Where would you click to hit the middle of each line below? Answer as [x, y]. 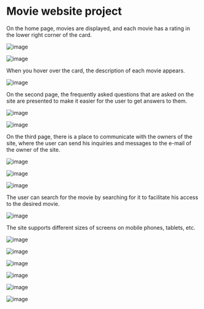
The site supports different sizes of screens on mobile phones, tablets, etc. [101, 227]
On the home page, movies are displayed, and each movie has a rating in [98, 28]
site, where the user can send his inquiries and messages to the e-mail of [99, 143]
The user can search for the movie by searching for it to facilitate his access [102, 197]
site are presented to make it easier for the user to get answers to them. [97, 101]
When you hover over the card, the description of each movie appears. [96, 70]
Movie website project [64, 11]
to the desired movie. [33, 203]
